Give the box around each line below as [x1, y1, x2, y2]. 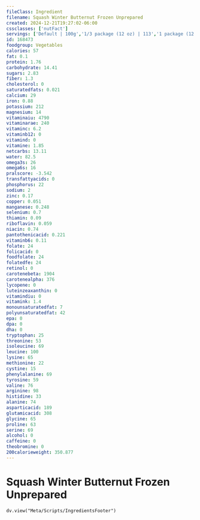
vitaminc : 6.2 [6, 126, 42, 132]
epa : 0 [6, 315, 23, 321]
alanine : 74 [6, 399, 36, 405]
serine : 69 [6, 427, 34, 433]
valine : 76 [6, 382, 34, 389]
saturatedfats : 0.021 [6, 87, 60, 93]
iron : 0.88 [6, 98, 34, 104]
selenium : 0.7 [6, 209, 42, 216]
